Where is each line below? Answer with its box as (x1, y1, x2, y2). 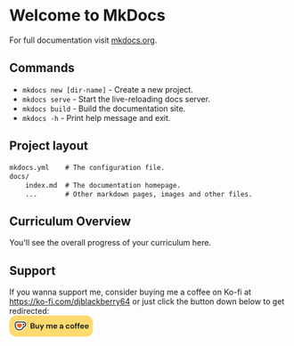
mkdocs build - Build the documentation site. (21, 103, 186, 114)
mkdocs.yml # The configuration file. (9, 163, 166, 172)
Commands (9, 60, 76, 76)
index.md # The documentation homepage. (25, 181, 181, 189)
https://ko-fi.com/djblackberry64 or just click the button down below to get (9, 296, 285, 307)
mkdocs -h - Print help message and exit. (21, 112, 171, 123)
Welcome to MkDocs (9, 5, 167, 26)
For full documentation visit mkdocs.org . (9, 35, 158, 45)
